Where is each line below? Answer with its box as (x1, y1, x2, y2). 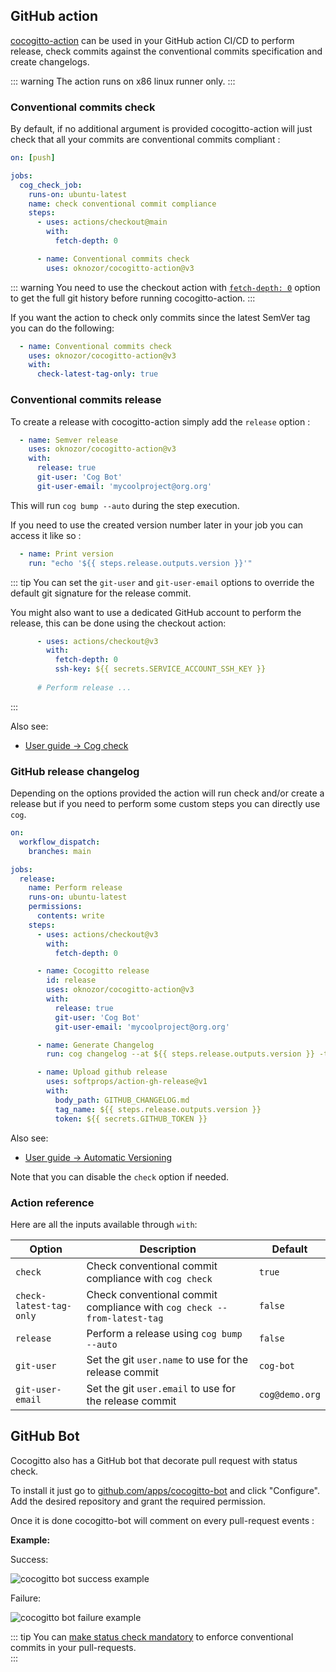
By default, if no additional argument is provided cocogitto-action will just (10, 123, 313, 135)
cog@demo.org (258, 1389, 321, 1400)
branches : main (28, 846, 92, 856)
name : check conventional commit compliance (28, 199, 217, 209)
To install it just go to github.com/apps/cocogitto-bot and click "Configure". (10, 1484, 320, 1496)
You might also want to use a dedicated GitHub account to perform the (10, 606, 302, 618)
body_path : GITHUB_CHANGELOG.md (54, 1095, 190, 1105)
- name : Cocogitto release (36, 966, 150, 976)
